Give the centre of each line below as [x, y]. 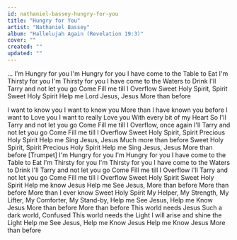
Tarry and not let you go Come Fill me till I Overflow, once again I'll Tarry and [119, 125]
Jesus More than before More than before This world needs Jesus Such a [115, 207]
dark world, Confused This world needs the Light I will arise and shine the [115, 215]
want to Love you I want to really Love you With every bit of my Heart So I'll [117, 117]
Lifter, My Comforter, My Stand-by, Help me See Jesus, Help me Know [110, 200]
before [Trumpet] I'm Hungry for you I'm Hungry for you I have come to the [117, 155]
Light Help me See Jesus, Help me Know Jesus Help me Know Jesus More [116, 222]
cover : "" [22, 40]
